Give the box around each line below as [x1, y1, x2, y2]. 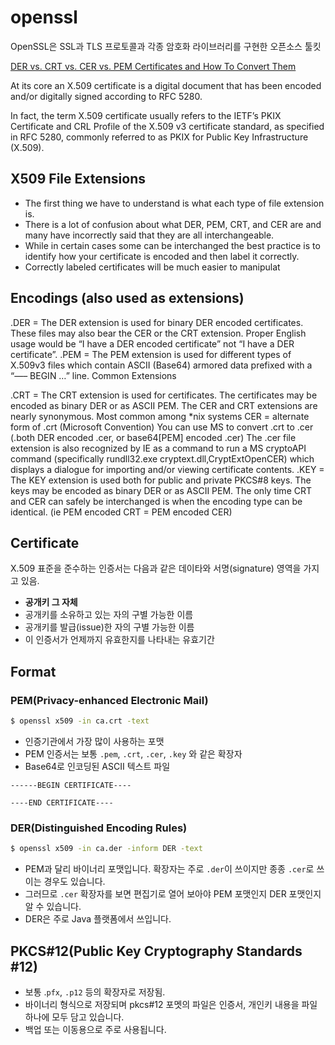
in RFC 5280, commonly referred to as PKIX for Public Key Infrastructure [10, 131, 309, 143]
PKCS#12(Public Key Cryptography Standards [10, 942, 303, 960]
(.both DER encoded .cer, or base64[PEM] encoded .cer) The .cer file [10, 431, 297, 443]
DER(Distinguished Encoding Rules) [10, 821, 188, 835]
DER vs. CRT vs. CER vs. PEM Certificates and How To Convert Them [10, 60, 297, 72]
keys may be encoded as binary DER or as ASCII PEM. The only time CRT [10, 484, 313, 496]
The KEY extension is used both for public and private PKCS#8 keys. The [10, 474, 312, 486]
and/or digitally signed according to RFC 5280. [10, 90, 203, 102]
